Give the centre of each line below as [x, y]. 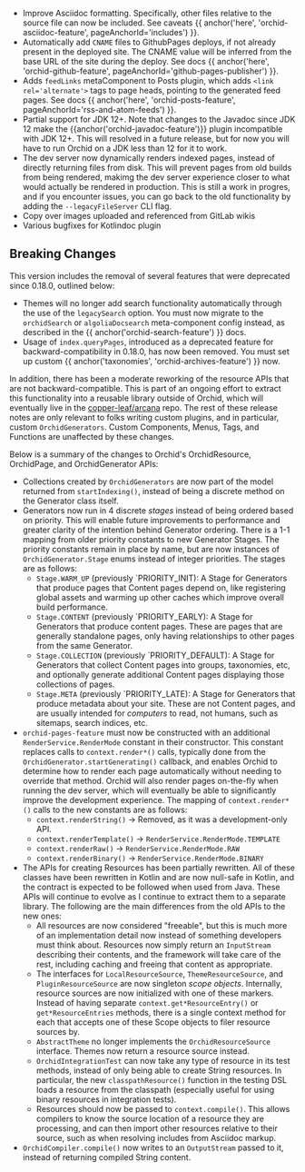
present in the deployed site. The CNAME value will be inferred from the [157, 52]
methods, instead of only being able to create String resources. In [159, 1070]
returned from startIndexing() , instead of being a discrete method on [153, 491]
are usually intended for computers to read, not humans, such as [157, 713]
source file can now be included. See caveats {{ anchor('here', [139, 23]
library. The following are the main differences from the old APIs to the [154, 906]
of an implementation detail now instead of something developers [158, 935]
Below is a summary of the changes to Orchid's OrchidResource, [130, 454]
